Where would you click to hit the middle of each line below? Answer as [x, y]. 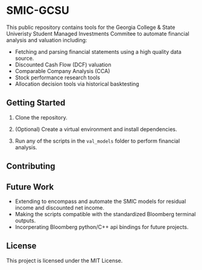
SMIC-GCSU [38, 11]
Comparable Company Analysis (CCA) [62, 71]
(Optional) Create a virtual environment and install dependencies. [96, 129]
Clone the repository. [41, 117]
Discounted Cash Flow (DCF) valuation [63, 65]
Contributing [31, 166]
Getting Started [36, 103]
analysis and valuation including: [47, 40]
